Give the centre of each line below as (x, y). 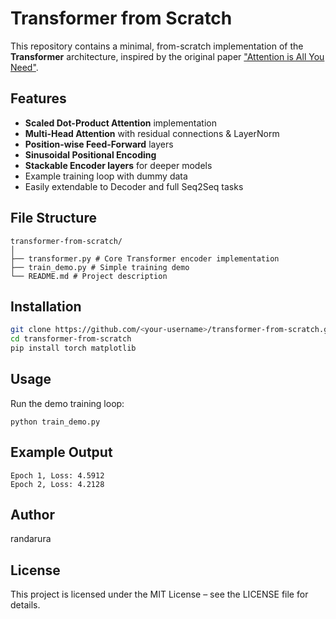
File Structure (53, 218)
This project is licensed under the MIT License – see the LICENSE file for (159, 594)
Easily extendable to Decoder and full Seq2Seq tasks (134, 186)
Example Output (61, 452)
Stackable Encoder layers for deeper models (118, 165)
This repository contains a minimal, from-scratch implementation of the (157, 46)
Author (32, 515)
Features (38, 98)
